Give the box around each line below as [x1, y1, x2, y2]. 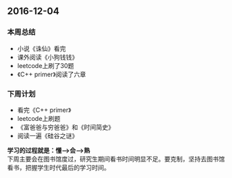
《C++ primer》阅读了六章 [17, 70, 86, 78]
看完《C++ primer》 [17, 106, 71, 114]
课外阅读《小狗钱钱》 [17, 53, 78, 61]
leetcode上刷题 [17, 114, 61, 122]
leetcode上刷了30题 [17, 61, 75, 69]
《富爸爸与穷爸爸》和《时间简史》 [17, 123, 115, 131]
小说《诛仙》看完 [17, 44, 66, 52]
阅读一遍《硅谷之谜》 [17, 131, 78, 140]
